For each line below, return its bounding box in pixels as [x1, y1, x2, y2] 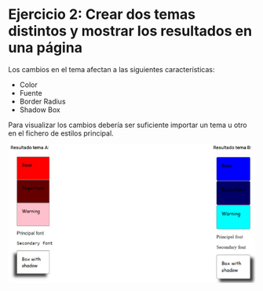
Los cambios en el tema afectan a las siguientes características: [8, 64, 215, 74]
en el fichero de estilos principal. [8, 128, 114, 138]
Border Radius [19, 96, 66, 106]
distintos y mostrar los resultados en [8, 22, 253, 40]
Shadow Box [19, 104, 60, 115]
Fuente [19, 88, 42, 97]
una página [8, 39, 82, 56]
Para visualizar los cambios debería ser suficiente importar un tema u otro [8, 120, 247, 129]
